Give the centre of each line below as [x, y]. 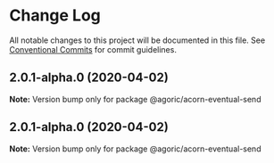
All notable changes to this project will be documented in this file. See [137, 40]
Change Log [55, 16]
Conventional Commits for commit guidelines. [93, 49]
